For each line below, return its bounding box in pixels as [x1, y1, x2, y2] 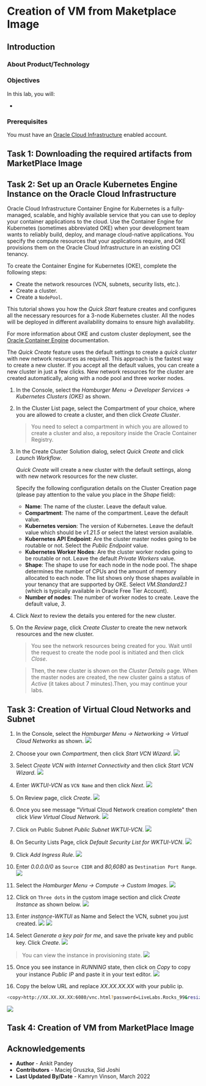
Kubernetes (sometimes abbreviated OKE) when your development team [7, 224, 189, 232]
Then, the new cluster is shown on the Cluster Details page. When [31, 667, 198, 675]
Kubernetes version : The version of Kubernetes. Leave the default [24, 523, 194, 530]
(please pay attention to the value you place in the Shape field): [15, 491, 176, 499]
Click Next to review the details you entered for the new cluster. [15, 612, 176, 620]
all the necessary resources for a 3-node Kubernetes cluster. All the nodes [7, 312, 195, 319]
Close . [31, 655, 48, 662]
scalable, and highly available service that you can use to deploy [33, 211, 196, 219]
